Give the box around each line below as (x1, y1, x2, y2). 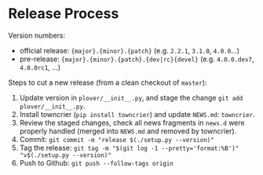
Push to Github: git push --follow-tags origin (19, 158, 174, 167)
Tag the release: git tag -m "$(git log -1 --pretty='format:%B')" (19, 143, 239, 152)
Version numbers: (8, 31, 66, 40)
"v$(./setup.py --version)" (19, 151, 111, 159)
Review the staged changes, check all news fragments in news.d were (19, 118, 245, 127)
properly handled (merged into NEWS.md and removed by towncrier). (19, 126, 237, 136)
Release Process (8, 5, 119, 23)
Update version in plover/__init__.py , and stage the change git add (19, 93, 243, 102)
